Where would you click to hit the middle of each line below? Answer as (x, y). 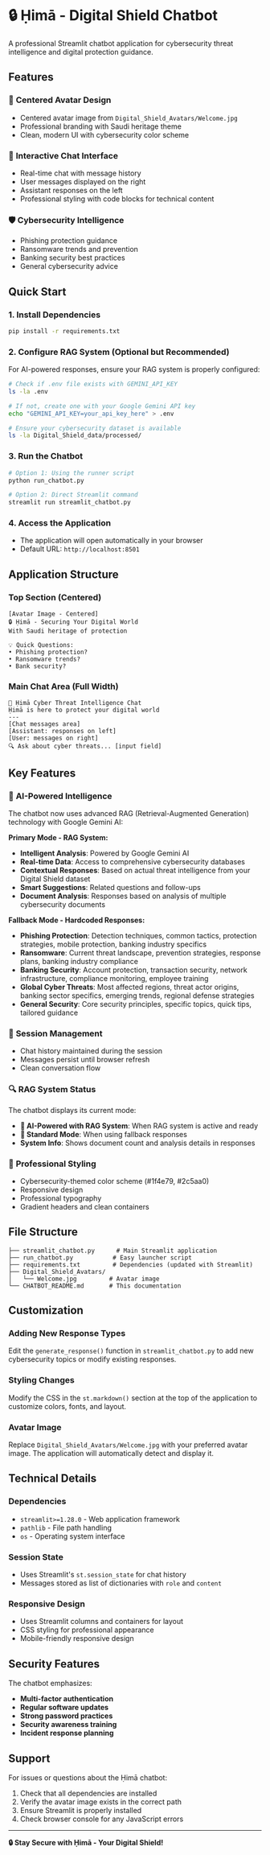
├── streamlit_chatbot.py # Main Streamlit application (113, 1251)
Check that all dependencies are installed (88, 1793)
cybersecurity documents (63, 905)
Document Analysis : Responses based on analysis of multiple (123, 896)
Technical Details (53, 1479)
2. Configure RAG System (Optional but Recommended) (119, 352)
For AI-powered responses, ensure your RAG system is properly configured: (134, 369)
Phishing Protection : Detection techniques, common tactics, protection (138, 936)
